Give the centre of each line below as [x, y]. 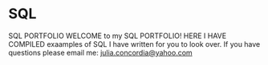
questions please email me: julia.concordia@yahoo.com [100, 52]
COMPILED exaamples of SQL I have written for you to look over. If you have [134, 44]
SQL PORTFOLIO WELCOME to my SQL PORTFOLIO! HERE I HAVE [118, 36]
